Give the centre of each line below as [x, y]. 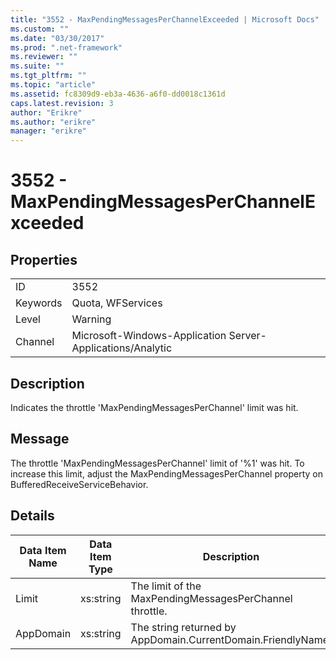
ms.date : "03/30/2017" [57, 38]
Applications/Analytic [122, 348]
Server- [247, 336]
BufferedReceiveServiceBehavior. [79, 484]
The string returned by [183, 627]
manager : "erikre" [48, 131]
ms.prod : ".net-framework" [66, 47]
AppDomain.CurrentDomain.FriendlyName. [231, 639]
